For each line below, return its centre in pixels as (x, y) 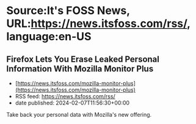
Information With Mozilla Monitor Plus (80, 69)
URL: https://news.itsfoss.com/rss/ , (98, 24)
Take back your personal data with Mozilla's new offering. (79, 115)
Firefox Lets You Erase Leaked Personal (83, 59)
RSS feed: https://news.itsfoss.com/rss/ (65, 96)
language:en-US (49, 37)
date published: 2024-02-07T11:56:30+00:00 (72, 103)
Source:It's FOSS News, (68, 11)
